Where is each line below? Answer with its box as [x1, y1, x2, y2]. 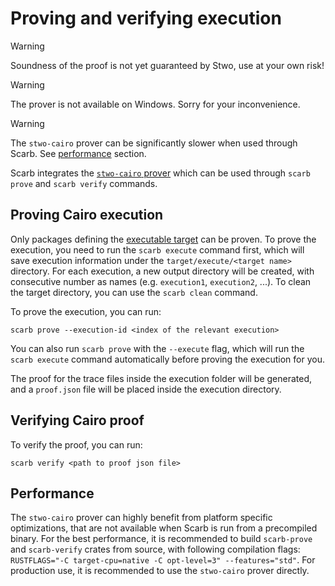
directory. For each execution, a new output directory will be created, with [10, 265, 315, 277]
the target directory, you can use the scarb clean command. [10, 286, 258, 298]
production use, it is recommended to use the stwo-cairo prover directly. [10, 565, 310, 577]
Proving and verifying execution [10, 7, 282, 30]
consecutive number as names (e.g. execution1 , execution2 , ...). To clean [10, 275, 312, 287]
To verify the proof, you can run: [10, 438, 143, 451]
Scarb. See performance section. [10, 147, 147, 159]
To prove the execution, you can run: [10, 305, 162, 317]
